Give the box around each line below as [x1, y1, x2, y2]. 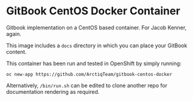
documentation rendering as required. [6, 88, 100, 95]
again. [6, 30, 22, 37]
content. [6, 48, 27, 55]
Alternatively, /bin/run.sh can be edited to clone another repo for [6, 82, 167, 89]
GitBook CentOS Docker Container [6, 4, 180, 18]
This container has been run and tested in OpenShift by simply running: [6, 60, 182, 67]
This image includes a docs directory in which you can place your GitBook [6, 42, 188, 49]
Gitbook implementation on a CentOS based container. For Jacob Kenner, [6, 24, 187, 31]
